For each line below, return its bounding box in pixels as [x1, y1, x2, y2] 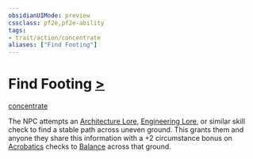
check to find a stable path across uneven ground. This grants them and [8, 125, 244, 134]
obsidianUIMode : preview [8, 11, 90, 20]
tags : [8, 26, 26, 34]
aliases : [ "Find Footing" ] [8, 41, 98, 49]
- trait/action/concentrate [8, 33, 102, 42]
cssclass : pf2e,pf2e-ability [8, 19, 105, 27]
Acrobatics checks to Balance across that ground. [8, 142, 172, 151]
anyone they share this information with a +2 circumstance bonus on [8, 134, 232, 143]
